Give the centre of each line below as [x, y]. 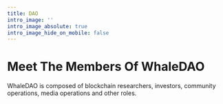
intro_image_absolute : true [47, 26]
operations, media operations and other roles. [72, 93]
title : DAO [23, 13]
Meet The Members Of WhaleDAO [106, 67]
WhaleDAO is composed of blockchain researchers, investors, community [111, 86]
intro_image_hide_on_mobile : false [58, 33]
